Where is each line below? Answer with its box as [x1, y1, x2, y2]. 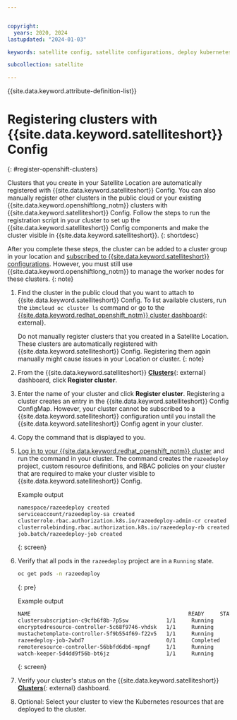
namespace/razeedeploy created [17, 504, 110, 512]
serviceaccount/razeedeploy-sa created [17, 510, 135, 517]
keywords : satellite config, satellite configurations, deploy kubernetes [7, 49, 232, 56]
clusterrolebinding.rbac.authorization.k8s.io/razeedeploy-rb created [17, 524, 230, 531]
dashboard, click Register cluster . [17, 376, 118, 385]
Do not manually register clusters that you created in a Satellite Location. [17, 332, 229, 341]
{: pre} [17, 583, 37, 592]
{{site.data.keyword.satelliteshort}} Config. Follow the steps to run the [7, 209, 211, 217]
